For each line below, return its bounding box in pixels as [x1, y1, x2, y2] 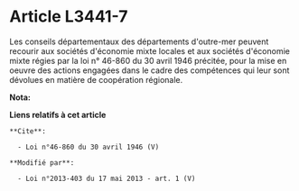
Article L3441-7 [9, 6, 128, 27]
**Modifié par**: [9, 158, 75, 168]
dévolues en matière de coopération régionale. [9, 74, 183, 85]
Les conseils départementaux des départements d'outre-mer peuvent [9, 36, 269, 47]
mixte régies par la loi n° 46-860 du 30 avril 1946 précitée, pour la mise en [9, 55, 287, 66]
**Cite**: [9, 126, 47, 136]
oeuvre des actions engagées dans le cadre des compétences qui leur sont [9, 65, 290, 76]
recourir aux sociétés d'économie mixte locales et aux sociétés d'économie [9, 45, 291, 56]
